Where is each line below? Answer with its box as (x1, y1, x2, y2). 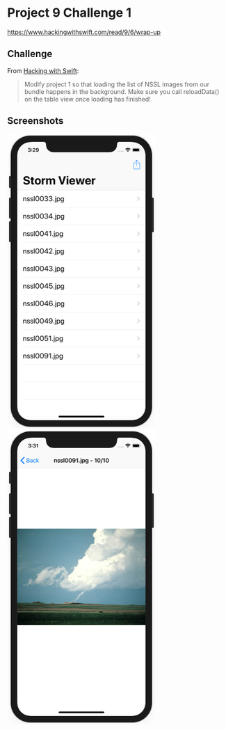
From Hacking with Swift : (7, 66, 79, 74)
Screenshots (7, 115, 64, 127)
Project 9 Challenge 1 (7, 5, 132, 21)
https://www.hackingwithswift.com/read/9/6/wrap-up (7, 28, 161, 36)
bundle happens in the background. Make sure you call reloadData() (24, 87, 220, 95)
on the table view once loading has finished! (24, 95, 151, 103)
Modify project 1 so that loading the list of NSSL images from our (24, 80, 210, 88)
